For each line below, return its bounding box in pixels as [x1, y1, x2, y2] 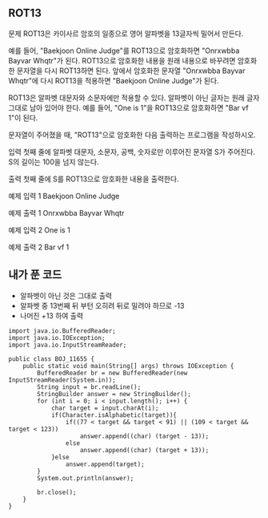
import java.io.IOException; [8, 334, 106, 342]
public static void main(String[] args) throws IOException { [22, 362, 234, 370]
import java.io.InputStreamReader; [8, 341, 127, 349]
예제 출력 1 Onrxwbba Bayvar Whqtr [8, 208, 125, 217]
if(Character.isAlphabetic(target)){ [50, 411, 178, 419]
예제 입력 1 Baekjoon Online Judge [8, 191, 120, 200]
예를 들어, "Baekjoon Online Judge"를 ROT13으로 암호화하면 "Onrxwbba [8, 46, 240, 55]
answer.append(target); [65, 460, 146, 468]
